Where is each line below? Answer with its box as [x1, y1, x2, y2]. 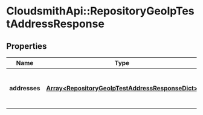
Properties [6, 41, 47, 51]
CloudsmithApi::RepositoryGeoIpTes [6, 4, 195, 18]
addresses [9, 84, 40, 92]
